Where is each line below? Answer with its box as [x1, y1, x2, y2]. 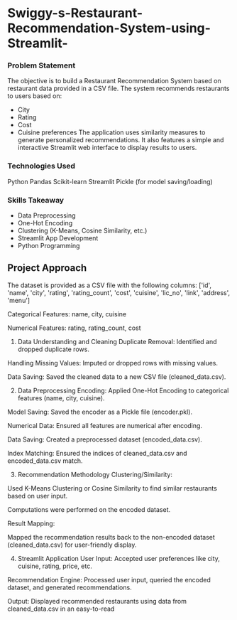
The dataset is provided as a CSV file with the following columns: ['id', [7, 281, 211, 289]
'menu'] [7, 296, 31, 304]
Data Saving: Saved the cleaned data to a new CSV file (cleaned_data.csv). [7, 372, 226, 381]
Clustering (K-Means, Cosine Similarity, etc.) [17, 226, 148, 235]
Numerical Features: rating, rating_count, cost [7, 324, 141, 332]
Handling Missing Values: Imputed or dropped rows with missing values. [7, 358, 219, 367]
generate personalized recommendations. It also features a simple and [17, 136, 224, 144]
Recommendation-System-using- [7, 20, 211, 36]
